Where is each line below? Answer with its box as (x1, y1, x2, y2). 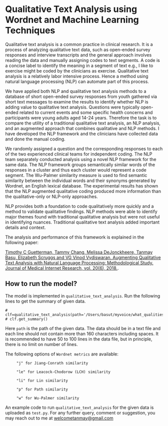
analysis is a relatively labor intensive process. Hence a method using (5, 73, 148, 79)
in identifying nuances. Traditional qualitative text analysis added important (5, 219, 160, 225)
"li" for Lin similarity (16, 378, 68, 383)
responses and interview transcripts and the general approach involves (5, 51, 152, 58)
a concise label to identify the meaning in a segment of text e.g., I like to (5, 62, 153, 68)
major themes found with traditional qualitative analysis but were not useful (5, 213, 160, 219)
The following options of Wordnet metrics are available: (5, 351, 119, 357)
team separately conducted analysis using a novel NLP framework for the (5, 156, 156, 162)
